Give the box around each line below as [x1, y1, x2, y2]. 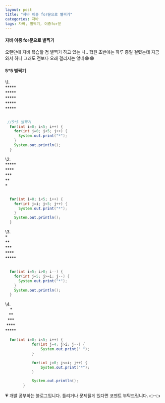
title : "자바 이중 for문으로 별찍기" [5, 12, 73, 17]
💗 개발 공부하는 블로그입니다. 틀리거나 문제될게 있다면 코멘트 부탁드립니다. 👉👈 [5, 393, 160, 399]
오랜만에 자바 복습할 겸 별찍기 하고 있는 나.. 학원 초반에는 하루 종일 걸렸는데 [5, 49, 150, 55]
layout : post [5, 7, 32, 12]
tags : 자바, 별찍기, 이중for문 [5, 21, 61, 26]
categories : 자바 [5, 16, 39, 21]
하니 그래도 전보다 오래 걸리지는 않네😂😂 [14, 55, 95, 61]
